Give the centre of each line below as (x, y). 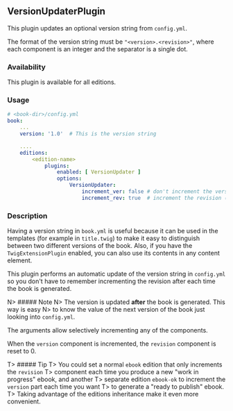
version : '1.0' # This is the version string (88, 134)
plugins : (57, 166)
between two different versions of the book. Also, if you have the (100, 246)
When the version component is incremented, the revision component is (112, 344)
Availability (27, 67)
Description (27, 216)
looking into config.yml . (41, 317)
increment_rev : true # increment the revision (152, 198)
